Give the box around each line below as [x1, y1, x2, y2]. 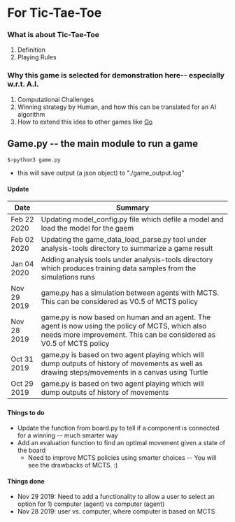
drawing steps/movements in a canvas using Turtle [41, 367, 208, 377]
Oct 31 [10, 354, 34, 364]
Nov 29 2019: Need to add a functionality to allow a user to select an [17, 493, 215, 501]
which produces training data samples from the [41, 263, 197, 273]
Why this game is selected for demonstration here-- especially [7, 71, 225, 80]
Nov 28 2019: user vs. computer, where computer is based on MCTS [17, 507, 215, 516]
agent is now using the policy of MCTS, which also [41, 321, 207, 331]
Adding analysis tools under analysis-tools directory [41, 254, 213, 264]
